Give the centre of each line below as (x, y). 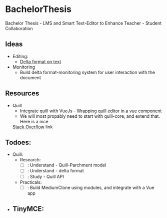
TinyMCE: (28, 209)
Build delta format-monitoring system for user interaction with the (87, 72)
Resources (22, 93)
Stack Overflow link (32, 127)
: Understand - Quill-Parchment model (67, 165)
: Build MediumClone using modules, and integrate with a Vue (91, 187)
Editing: (20, 56)
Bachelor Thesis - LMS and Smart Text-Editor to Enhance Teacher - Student (83, 23)
